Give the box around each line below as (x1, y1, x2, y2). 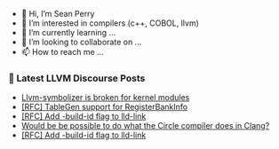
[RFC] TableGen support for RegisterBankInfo (20, 102, 188, 113)
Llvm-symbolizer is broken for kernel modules (20, 92, 190, 103)
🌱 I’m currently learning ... (20, 27, 116, 37)
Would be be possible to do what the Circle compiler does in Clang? (20, 121, 270, 131)
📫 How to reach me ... (20, 47, 104, 57)
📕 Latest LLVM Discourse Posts (8, 72, 146, 84)
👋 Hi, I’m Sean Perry (20, 9, 95, 19)
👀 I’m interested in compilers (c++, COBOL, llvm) (20, 18, 199, 28)
